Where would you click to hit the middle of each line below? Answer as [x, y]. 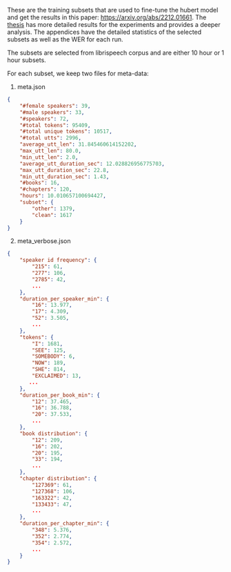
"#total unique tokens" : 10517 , [66, 132]
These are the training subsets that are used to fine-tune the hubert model [113, 10]
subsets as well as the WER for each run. [65, 39]
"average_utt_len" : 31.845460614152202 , [78, 144]
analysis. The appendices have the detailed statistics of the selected [104, 32]
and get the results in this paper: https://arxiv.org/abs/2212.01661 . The [107, 17]
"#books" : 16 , [40, 183]
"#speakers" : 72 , [44, 119]
